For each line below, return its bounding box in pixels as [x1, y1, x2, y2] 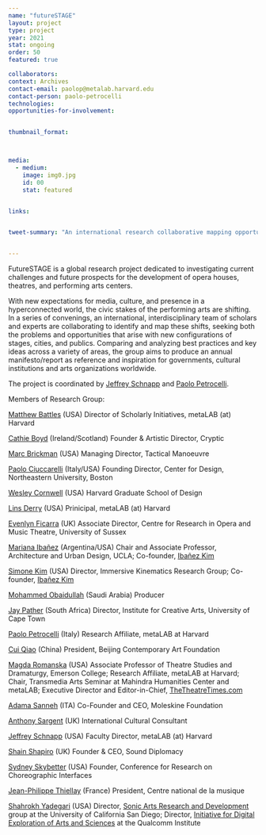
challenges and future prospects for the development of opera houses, [8, 273, 240, 282]
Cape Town [8, 614, 46, 623]
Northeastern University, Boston [8, 473, 113, 482]
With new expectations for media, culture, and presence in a [8, 297, 205, 306]
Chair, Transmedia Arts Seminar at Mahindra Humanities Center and [8, 677, 230, 687]
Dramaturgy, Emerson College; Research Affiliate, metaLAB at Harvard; [8, 668, 240, 678]
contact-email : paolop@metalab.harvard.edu [8, 85, 154, 93]
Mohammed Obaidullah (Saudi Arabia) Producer [8, 590, 165, 599]
